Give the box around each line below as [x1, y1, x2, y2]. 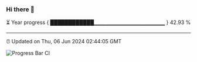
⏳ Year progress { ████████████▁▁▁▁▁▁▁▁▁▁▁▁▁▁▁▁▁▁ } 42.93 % [6, 19, 191, 26]
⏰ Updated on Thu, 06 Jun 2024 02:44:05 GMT [6, 38, 122, 45]
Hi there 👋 [6, 5, 35, 13]
